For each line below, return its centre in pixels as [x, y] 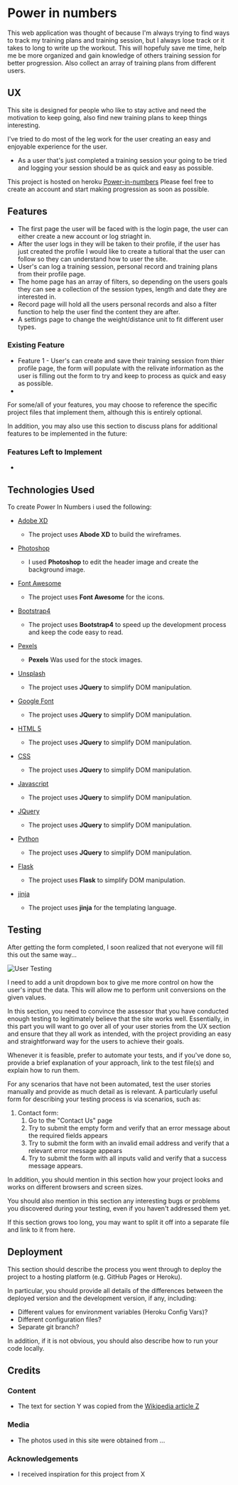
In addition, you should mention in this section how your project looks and [115, 1179]
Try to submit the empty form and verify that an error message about [129, 1127]
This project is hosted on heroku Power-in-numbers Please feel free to [110, 181]
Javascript [33, 783]
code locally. [26, 1348]
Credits [24, 1370]
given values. [27, 997]
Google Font [36, 701]
